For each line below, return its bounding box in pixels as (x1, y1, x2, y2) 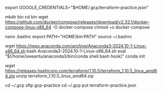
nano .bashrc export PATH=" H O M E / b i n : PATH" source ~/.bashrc (5, 34, 132, 39)
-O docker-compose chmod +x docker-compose (52, 24, 150, 30)
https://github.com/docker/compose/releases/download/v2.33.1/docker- (5, 19, 150, 25)
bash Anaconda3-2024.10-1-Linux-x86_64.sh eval (26, 48, 126, 54)
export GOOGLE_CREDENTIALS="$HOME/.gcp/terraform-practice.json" (5, 5, 149, 10)
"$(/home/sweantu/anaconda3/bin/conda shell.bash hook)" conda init (5, 53, 146, 59)
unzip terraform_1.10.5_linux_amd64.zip (16, 73, 94, 78)
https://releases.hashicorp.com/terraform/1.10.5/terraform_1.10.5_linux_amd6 (5, 68, 158, 74)
